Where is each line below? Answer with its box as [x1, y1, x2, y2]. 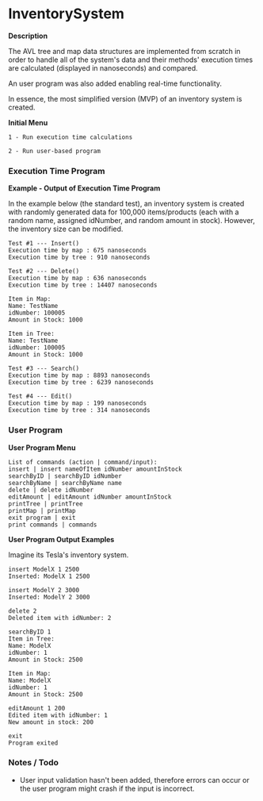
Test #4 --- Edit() [8, 392, 73, 401]
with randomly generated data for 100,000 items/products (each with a [8, 207, 239, 217]
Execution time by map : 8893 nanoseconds [8, 372, 151, 379]
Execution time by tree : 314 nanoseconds [8, 406, 151, 414]
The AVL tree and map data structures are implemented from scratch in [8, 46, 241, 56]
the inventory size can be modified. [8, 224, 124, 234]
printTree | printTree [8, 499, 83, 508]
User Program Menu [8, 442, 76, 452]
